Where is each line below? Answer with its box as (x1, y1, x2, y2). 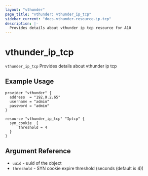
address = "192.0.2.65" (9, 95, 61, 100)
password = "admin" (9, 103, 50, 108)
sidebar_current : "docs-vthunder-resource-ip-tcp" (5, 16, 111, 21)
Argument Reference (5, 147, 71, 155)
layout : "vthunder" (5, 7, 45, 12)
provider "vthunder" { (5, 90, 52, 95)
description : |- (5, 21, 38, 26)
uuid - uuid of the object (12, 160, 62, 166)
